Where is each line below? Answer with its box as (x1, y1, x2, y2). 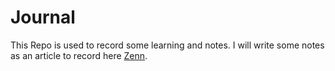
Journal (10, 6, 76, 29)
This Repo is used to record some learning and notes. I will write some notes (10, 39, 325, 51)
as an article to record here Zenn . (10, 49, 148, 61)
